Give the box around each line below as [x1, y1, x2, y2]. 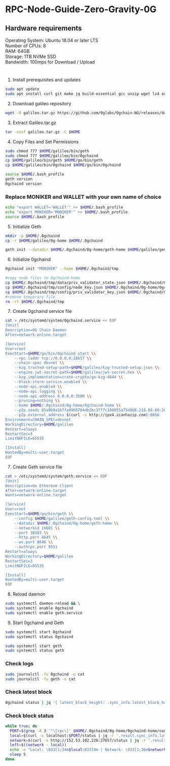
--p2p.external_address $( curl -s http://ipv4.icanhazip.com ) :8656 [14, 413, 159, 418]
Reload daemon [12, 591, 46, 597]
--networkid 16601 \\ [14, 525, 60, 531]
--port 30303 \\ [14, 530, 49, 535]
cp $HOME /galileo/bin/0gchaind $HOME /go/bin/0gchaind [5, 163, 121, 168]
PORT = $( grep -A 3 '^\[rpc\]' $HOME [10, 728, 85, 733]
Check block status [5, 712, 54, 719]
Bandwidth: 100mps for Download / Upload [5, 59, 95, 65]
